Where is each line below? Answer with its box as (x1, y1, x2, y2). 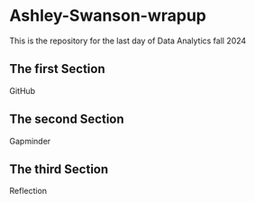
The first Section (9, 61, 105, 77)
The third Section (9, 161, 109, 177)
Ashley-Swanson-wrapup (9, 5, 207, 26)
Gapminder (9, 135, 51, 146)
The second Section (9, 112, 124, 127)
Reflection (9, 186, 48, 197)
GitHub (9, 85, 36, 96)
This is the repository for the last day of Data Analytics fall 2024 (9, 35, 247, 46)
